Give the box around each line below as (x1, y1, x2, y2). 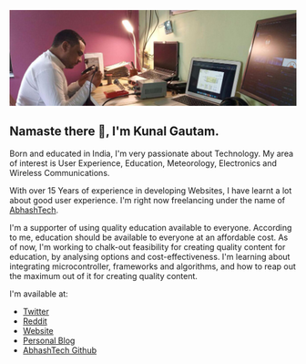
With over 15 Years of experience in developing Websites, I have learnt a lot (9, 184, 292, 196)
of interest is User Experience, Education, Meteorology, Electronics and (9, 157, 278, 169)
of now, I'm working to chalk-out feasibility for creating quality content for (9, 241, 286, 252)
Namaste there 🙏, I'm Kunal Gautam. (9, 124, 219, 140)
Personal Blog (22, 335, 76, 346)
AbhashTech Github (22, 344, 97, 356)
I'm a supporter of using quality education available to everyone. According (9, 222, 292, 233)
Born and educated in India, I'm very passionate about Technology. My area (9, 148, 294, 159)
